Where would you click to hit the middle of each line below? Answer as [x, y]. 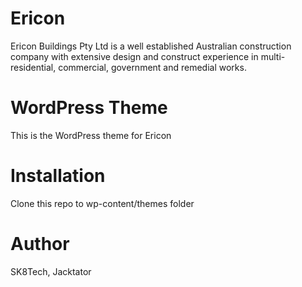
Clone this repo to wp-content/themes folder [102, 203]
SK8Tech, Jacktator [51, 271]
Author [40, 244]
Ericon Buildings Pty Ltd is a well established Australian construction [151, 46]
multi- [273, 56]
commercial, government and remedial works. [152, 67]
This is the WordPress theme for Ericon [91, 135]
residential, [33, 67]
